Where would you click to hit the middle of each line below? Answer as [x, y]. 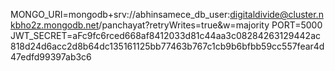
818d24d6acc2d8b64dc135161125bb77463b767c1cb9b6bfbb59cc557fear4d [167, 46]
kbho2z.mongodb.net [55, 25]
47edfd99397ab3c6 [51, 57]
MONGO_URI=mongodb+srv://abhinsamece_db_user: [120, 14]
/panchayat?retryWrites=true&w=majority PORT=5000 [210, 25]
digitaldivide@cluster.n [276, 14]
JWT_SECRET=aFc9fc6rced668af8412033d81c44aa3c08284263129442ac [166, 35]
